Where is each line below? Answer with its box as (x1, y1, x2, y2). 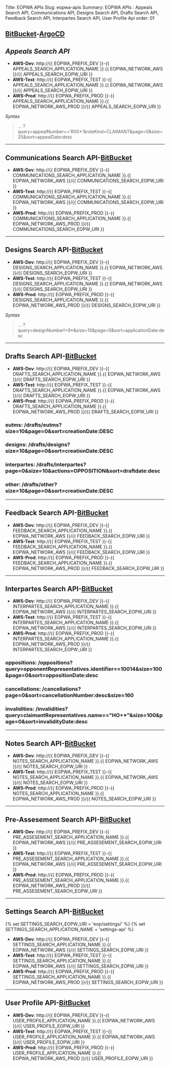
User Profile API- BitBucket (5, 999, 91, 1007)
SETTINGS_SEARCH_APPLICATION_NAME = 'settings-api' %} (5, 926, 134, 932)
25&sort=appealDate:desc (17, 134, 73, 140)
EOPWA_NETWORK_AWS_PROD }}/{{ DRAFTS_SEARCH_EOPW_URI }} (12, 408, 159, 415)
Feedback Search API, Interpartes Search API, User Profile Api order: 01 (5, 15, 155, 21)
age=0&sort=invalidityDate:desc (5, 718, 88, 725)
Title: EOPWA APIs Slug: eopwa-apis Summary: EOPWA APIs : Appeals (5, 5, 153, 10)
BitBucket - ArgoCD (5, 30, 65, 39)
